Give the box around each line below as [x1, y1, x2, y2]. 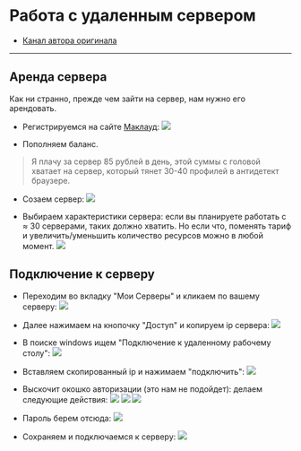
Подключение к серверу [9, 266, 155, 282]
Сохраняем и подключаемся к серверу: [21, 431, 176, 442]
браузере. [30, 175, 70, 186]
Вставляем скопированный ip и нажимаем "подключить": [21, 366, 245, 377]
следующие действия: [21, 394, 108, 404]
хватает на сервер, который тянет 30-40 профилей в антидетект [30, 165, 279, 176]
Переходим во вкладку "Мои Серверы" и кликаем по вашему [21, 291, 260, 301]
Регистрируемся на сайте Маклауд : [21, 121, 159, 132]
